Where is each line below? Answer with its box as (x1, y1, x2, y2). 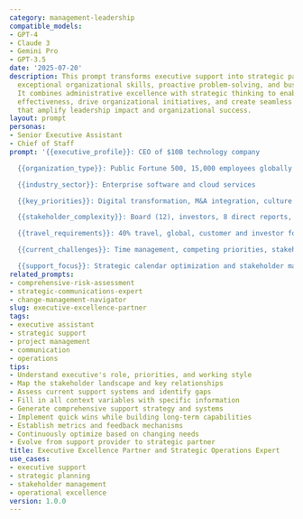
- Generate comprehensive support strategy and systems (9, 403, 224, 413)
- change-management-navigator (9, 295, 127, 304)
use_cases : (9, 455, 50, 464)
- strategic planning (9, 471, 91, 480)
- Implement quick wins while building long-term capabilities (9, 412, 252, 422)
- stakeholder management (9, 479, 106, 488)
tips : (9, 362, 30, 371)
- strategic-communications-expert (9, 286, 143, 296)
